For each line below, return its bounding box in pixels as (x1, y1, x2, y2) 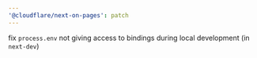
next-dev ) (8, 41, 40, 51)
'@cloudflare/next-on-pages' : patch (8, 11, 129, 20)
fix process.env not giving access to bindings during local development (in (8, 33, 251, 42)
